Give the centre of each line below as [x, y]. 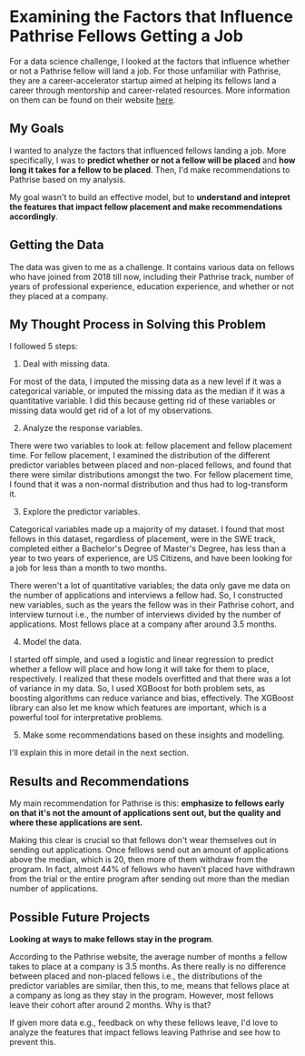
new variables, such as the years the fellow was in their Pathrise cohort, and [152, 605]
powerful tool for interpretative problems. [86, 718]
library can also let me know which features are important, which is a [138, 708]
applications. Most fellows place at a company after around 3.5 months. [143, 624]
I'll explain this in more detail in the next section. [99, 753]
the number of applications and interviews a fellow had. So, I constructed [146, 595]
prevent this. [33, 1042]
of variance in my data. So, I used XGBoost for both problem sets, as [138, 689]
